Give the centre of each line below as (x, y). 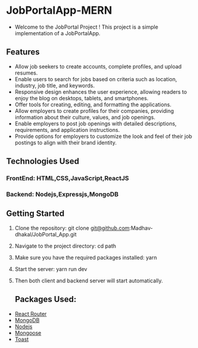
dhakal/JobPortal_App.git (46, 234)
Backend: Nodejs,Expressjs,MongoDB (62, 194)
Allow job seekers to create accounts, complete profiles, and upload (98, 66)
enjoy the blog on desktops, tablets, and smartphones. (81, 98)
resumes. (26, 73)
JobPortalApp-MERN (59, 10)
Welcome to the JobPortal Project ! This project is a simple (87, 27)
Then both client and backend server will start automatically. (89, 281)
